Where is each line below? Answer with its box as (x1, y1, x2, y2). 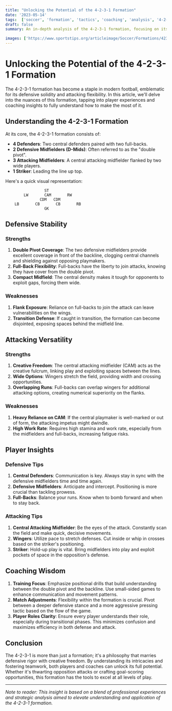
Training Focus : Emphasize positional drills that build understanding (12, 580, 157, 586)
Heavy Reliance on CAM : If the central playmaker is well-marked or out (12, 414, 164, 420)
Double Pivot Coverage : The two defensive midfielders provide (12, 247, 147, 253)
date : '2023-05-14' (5, 12, 47, 17)
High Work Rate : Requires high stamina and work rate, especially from (12, 425, 162, 432)
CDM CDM (39, 197, 60, 202)
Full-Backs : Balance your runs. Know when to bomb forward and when (12, 494, 163, 501)
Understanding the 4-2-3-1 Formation (5, 117, 129, 126)
